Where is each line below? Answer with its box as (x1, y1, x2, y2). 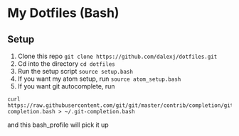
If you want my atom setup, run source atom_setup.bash (17, 74, 181, 83)
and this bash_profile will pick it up (7, 120, 109, 129)
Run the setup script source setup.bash (17, 67, 134, 75)
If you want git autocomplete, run (17, 82, 115, 90)
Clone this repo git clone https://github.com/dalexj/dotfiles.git (17, 52, 218, 60)
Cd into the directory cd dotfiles (17, 59, 115, 68)
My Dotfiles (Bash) (7, 5, 119, 21)
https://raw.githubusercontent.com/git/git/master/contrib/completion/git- (7, 102, 237, 109)
